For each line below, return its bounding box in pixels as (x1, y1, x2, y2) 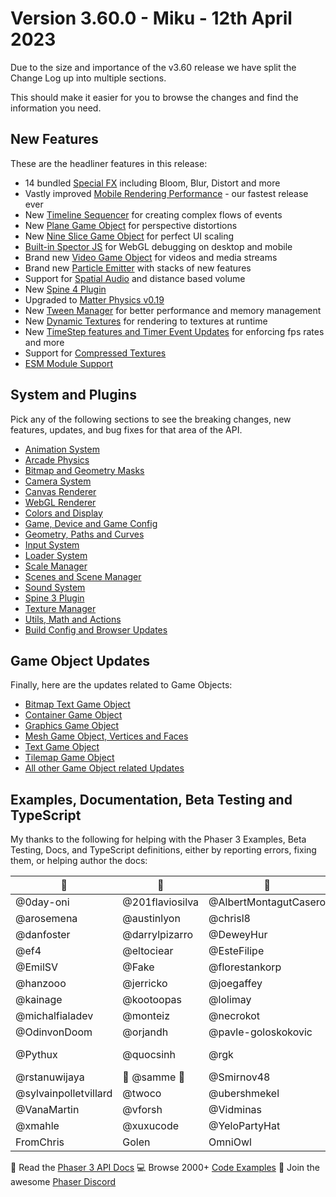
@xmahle (15, 1119, 60, 1133)
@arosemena (15, 912, 78, 926)
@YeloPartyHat (208, 1119, 281, 1133)
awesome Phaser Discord (10, 1176, 117, 1188)
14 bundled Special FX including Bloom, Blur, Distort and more (24, 177, 281, 189)
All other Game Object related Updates (24, 762, 185, 774)
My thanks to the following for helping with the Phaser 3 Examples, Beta (10, 833, 307, 846)
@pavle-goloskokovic (208, 1025, 313, 1039)
